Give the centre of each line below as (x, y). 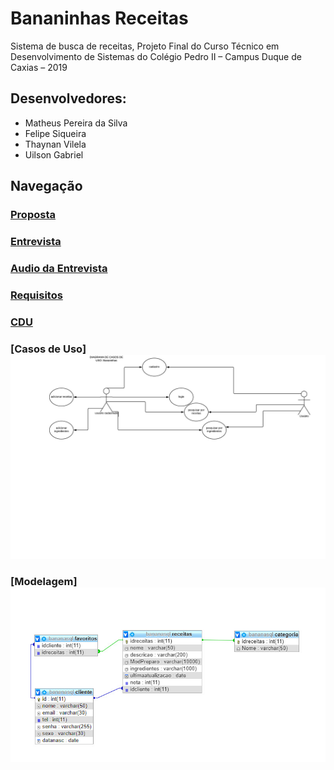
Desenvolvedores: (68, 98)
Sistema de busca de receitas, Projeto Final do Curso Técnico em (145, 46)
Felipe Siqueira (55, 133)
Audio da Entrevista (59, 268)
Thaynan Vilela (55, 144)
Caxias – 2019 (39, 67)
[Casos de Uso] (48, 349)
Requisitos (36, 295)
